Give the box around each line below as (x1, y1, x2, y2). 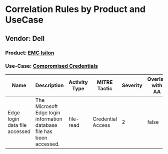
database (35, 121, 57, 128)
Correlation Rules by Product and (5, 4, 146, 15)
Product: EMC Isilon (5, 49, 54, 56)
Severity (121, 82, 142, 89)
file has (35, 128, 52, 135)
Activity (68, 79, 88, 86)
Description (35, 82, 64, 89)
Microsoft (35, 103, 58, 110)
